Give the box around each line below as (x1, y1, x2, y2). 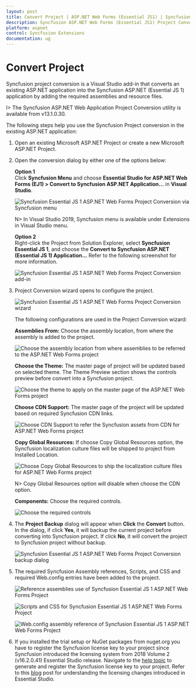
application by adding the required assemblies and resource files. (6, 92, 163, 99)
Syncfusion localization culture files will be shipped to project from (14, 445, 175, 452)
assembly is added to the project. (14, 333, 95, 340)
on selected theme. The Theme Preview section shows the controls (14, 368, 177, 375)
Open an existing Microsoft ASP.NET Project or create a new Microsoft (14, 139, 184, 146)
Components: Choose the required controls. (14, 497, 122, 504)
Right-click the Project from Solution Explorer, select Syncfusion (14, 239, 170, 246)
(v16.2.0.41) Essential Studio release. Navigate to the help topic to (14, 657, 172, 664)
